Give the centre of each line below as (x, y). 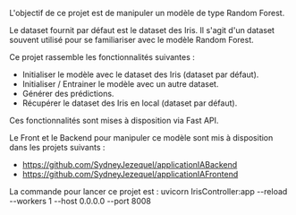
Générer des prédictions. (68, 94)
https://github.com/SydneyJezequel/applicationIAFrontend (130, 174)
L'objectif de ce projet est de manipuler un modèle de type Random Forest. (147, 13)
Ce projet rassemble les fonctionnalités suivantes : (102, 57)
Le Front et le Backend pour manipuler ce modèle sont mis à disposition (141, 138)
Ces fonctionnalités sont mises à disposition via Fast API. (114, 120)
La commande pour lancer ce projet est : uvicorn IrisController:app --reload (148, 191)
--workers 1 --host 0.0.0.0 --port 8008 (80, 201)
